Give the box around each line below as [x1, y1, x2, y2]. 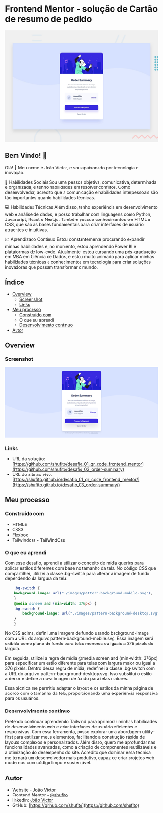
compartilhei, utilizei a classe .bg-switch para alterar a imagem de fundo [5, 571, 150, 576]
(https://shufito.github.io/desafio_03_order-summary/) [12, 482, 120, 488]
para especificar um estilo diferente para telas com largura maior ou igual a [5, 661, 155, 666]
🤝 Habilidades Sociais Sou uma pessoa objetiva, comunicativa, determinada [5, 179, 157, 185]
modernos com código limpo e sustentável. [5, 760, 92, 766]
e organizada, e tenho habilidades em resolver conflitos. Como [5, 184, 130, 190]
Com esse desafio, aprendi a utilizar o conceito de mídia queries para [5, 560, 144, 566]
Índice [5, 278, 24, 287]
